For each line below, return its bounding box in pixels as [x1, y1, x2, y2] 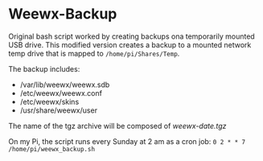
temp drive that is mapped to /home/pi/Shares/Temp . [8, 48, 180, 58]
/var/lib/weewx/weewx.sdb [19, 80, 110, 89]
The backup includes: [8, 64, 80, 73]
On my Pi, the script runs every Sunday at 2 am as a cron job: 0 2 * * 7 [8, 136, 246, 146]
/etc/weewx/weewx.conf [19, 88, 103, 97]
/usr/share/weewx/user [19, 105, 98, 115]
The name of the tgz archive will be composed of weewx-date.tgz [8, 121, 227, 130]
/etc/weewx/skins [19, 97, 80, 106]
